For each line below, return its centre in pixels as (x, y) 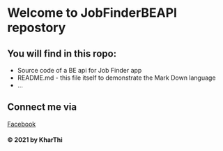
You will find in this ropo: (62, 53)
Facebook (22, 124)
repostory (37, 28)
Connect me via (42, 107)
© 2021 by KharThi (35, 140)
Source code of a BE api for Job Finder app (79, 70)
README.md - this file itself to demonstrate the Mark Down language (116, 78)
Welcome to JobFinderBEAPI (92, 13)
